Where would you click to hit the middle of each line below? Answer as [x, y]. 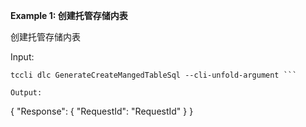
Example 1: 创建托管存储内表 [69, 15]
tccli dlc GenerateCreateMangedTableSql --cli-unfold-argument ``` [154, 75]
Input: [22, 57]
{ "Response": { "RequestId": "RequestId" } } [102, 111]
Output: [26, 93]
